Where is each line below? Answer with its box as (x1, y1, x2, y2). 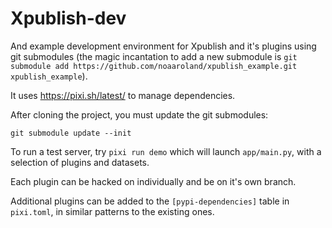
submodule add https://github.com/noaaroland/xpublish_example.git (10, 61, 298, 71)
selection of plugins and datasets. (10, 156, 150, 168)
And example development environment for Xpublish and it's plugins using (10, 40, 317, 52)
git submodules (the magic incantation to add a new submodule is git (10, 50, 298, 62)
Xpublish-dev (10, 7, 127, 30)
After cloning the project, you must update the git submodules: (10, 108, 269, 121)
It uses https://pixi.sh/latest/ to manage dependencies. (10, 89, 236, 101)
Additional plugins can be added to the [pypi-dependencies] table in (10, 195, 290, 207)
